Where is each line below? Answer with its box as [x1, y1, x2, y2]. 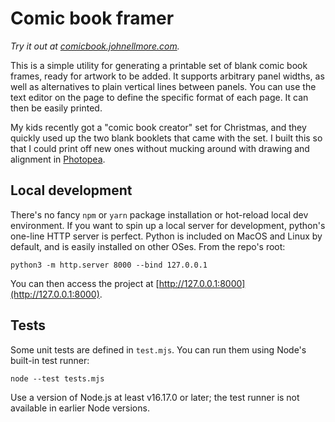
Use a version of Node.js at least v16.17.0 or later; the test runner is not [10, 391, 300, 403]
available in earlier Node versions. [10, 402, 150, 414]
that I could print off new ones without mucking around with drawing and [10, 142, 310, 154]
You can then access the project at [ [10, 277, 160, 289]
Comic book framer [10, 7, 175, 30]
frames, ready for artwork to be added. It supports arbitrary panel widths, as [10, 70, 325, 82]
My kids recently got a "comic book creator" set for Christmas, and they [10, 121, 307, 133]
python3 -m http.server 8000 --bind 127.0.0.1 [10, 260, 208, 270]
